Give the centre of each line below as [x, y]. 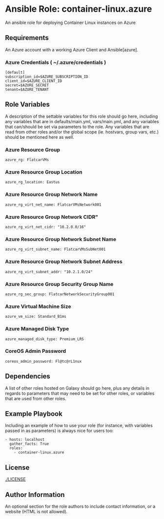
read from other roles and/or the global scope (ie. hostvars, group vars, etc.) [82, 132]
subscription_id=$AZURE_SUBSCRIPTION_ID [47, 77]
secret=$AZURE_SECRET [27, 86]
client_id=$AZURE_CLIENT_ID [34, 81]
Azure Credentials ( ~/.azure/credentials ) [56, 62]
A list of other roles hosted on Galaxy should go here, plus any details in [77, 388]
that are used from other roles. [36, 398]
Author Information [35, 495]
